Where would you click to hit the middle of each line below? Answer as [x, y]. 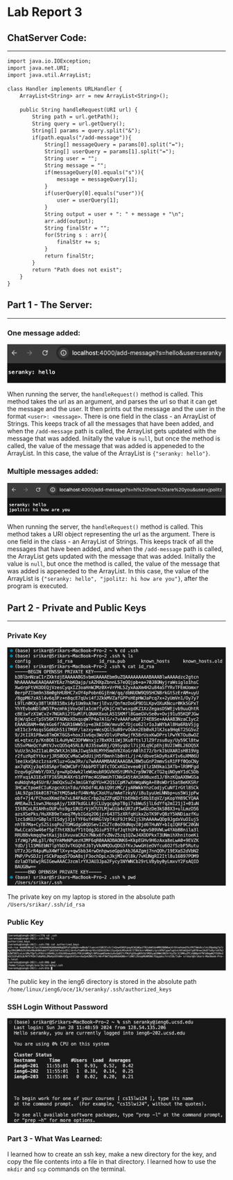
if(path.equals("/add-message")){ [82, 138]
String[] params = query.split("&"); [86, 131]
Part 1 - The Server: [50, 305]
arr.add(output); [69, 221]
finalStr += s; [78, 242]
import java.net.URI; [38, 68]
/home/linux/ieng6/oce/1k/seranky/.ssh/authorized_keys [89, 990]
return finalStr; [69, 256]
